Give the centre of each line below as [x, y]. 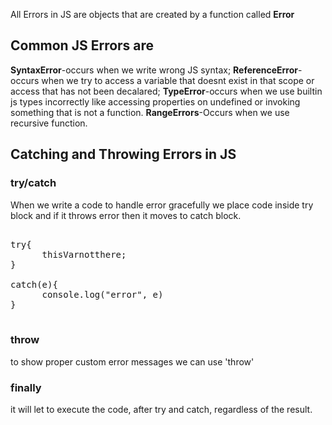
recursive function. [49, 123]
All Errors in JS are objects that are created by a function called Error [152, 14]
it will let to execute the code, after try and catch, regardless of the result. [161, 410]
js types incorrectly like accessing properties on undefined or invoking [155, 101]
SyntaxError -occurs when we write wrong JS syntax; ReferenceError [154, 70]
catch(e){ [34, 284]
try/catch [33, 183]
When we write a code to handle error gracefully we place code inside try [162, 205]
